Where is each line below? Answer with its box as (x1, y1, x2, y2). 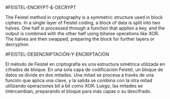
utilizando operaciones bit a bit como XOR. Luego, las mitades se (5, 83, 143, 89)
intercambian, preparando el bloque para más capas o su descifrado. (5, 88, 152, 94)
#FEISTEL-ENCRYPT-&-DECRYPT (5, 5, 76, 10)
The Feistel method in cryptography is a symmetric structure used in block (5, 14, 163, 20)
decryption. (5, 41, 30, 47)
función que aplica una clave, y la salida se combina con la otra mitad (5, 78, 153, 83)
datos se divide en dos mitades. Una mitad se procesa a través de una (5, 72, 154, 78)
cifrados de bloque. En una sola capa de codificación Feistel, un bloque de (5, 66, 163, 72)
